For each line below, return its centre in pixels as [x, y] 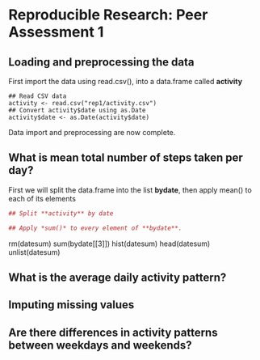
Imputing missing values [71, 305]
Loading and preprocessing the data [101, 62]
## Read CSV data [38, 96]
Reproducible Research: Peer [108, 15]
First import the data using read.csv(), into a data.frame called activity [126, 81]
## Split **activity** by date [61, 213]
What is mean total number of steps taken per [126, 158]
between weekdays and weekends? [100, 345]
